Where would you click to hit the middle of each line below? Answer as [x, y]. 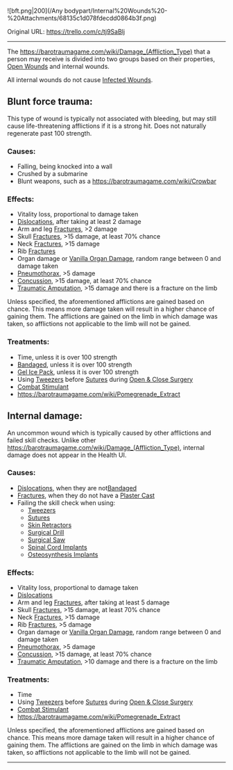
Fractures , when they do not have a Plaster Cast [86, 495]
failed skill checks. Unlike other [52, 440]
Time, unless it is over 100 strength [67, 357]
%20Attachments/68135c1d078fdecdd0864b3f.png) [82, 18]
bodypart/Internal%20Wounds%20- [116, 11]
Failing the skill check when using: [66, 503]
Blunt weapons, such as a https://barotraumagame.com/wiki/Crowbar [117, 182]
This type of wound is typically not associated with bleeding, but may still [112, 118]
